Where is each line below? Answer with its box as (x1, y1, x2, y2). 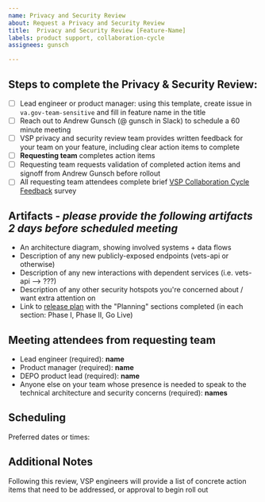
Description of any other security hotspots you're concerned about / (19, 285, 244, 295)
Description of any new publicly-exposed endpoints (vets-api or (19, 251, 229, 261)
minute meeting (19, 125, 71, 135)
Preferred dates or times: (8, 432, 90, 442)
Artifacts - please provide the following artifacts (8, 209, 253, 222)
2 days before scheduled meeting (8, 222, 179, 235)
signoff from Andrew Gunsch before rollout (19, 168, 161, 179)
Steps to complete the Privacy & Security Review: (8, 77, 258, 91)
